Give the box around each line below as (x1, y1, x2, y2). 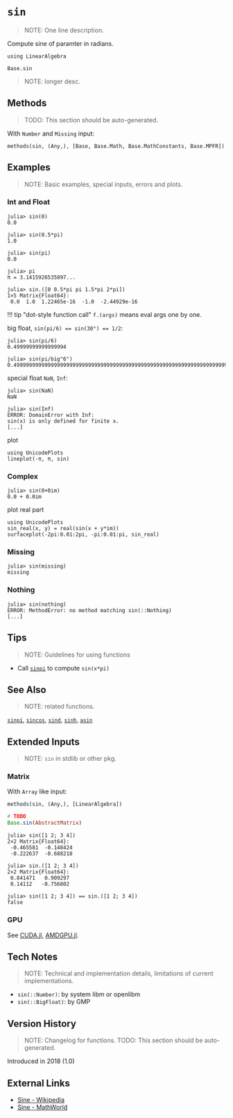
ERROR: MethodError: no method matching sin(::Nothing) (7, 607, 172, 614)
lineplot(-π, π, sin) (7, 455, 70, 462)
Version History (7, 1017, 76, 1030)
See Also (7, 684, 46, 696)
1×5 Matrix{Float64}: (7, 292, 70, 299)
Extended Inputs (7, 736, 80, 748)
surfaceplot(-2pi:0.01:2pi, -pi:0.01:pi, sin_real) (7, 531, 159, 539)
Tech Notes (7, 951, 58, 962)
